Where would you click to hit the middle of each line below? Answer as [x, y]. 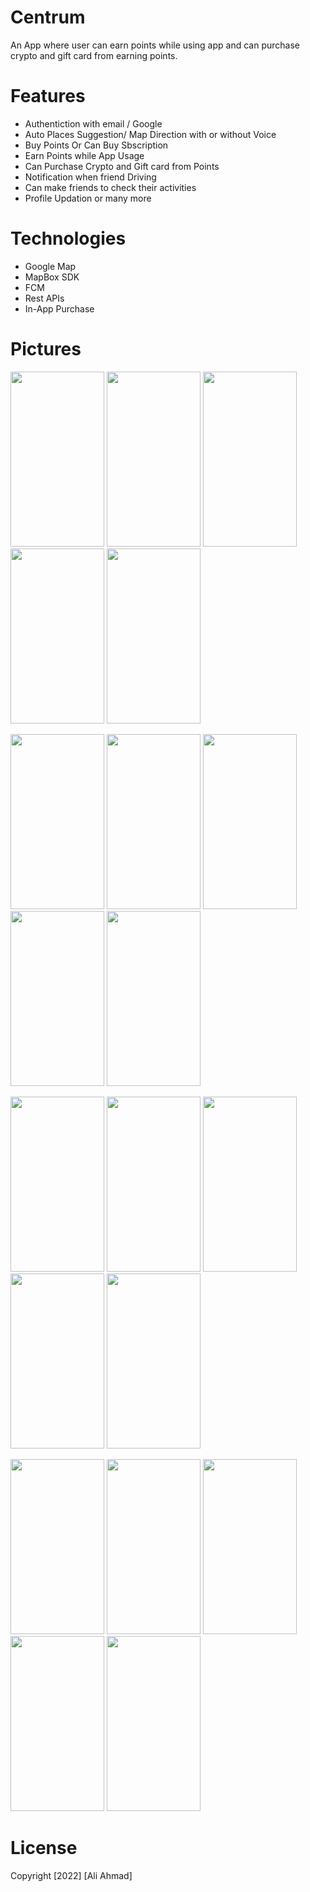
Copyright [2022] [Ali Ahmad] [71, 1875]
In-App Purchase [59, 308]
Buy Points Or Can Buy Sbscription [96, 145]
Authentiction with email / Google [93, 123]
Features [48, 96]
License [44, 1847]
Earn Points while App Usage [84, 155]
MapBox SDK [52, 277]
